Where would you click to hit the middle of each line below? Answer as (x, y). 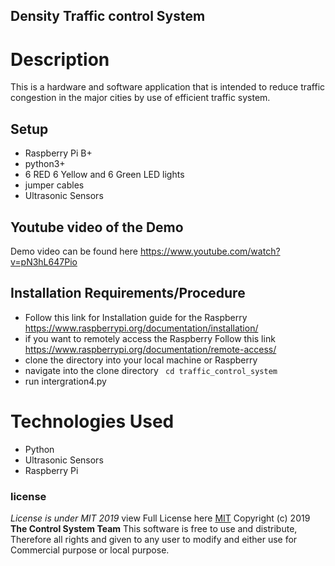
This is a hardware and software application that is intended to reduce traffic (168, 87)
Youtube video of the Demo (97, 227)
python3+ (45, 164)
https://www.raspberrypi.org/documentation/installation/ (141, 328)
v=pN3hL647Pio (44, 261)
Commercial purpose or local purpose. (90, 550)
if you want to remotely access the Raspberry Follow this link (150, 338)
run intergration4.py (65, 381)
